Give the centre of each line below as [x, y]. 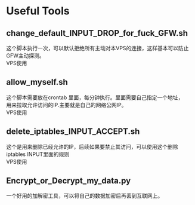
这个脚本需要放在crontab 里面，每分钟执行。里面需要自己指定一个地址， [95, 97]
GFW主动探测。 [25, 56]
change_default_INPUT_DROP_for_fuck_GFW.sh [97, 33]
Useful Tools [38, 11]
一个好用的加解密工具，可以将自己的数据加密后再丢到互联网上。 [84, 196]
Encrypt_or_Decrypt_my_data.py [69, 181]
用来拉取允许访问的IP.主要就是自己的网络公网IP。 [66, 105]
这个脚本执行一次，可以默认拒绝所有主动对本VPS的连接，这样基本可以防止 [97, 48]
